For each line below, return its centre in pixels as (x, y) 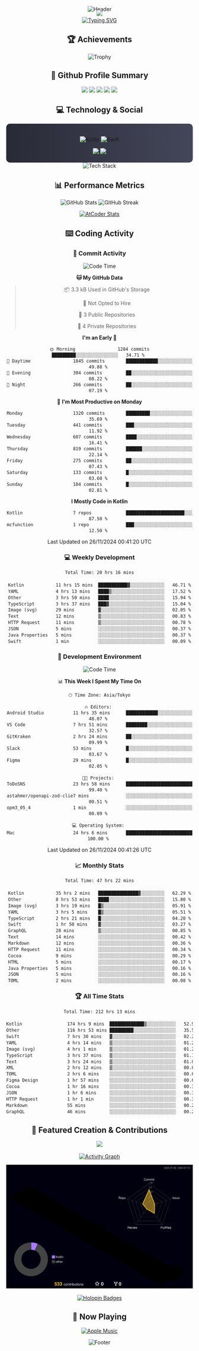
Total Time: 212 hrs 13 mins (99, 1011)
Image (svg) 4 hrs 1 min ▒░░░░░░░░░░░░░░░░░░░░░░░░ (91, 1049)
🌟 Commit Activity (99, 253)
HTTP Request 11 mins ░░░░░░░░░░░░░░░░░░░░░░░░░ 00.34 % (99, 949)
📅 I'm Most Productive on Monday (99, 401)
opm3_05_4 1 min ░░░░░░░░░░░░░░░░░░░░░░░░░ (99, 808)
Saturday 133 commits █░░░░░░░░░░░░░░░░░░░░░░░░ (99, 472)
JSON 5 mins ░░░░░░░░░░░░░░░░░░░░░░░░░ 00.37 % (99, 629)
